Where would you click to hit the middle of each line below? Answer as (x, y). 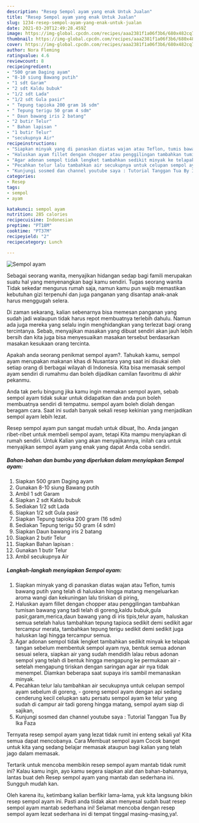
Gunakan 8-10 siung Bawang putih (57, 487)
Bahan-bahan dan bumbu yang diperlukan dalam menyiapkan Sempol (95, 460)
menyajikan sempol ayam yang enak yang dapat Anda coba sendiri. (89, 447)
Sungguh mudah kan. (33, 784)
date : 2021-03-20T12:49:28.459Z (46, 28)
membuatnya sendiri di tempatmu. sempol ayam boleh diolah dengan (91, 404)
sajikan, (25, 711)
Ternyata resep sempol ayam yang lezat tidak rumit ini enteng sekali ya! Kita (99, 735)
